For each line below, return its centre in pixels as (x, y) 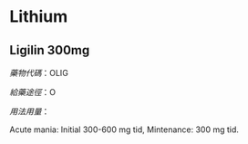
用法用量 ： (30, 111)
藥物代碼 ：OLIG (39, 73)
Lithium (39, 17)
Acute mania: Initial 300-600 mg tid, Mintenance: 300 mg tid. (124, 130)
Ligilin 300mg (50, 50)
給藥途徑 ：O (33, 92)
